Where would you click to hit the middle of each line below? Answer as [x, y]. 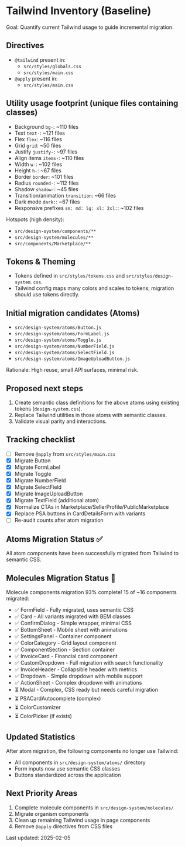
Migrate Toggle [33, 474]
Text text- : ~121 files [40, 133]
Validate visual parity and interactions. [61, 421]
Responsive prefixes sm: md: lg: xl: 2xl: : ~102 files [79, 208]
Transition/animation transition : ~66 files [65, 195]
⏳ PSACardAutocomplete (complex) [58, 699]
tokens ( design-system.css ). [48, 409]
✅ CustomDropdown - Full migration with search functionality [89, 663]
